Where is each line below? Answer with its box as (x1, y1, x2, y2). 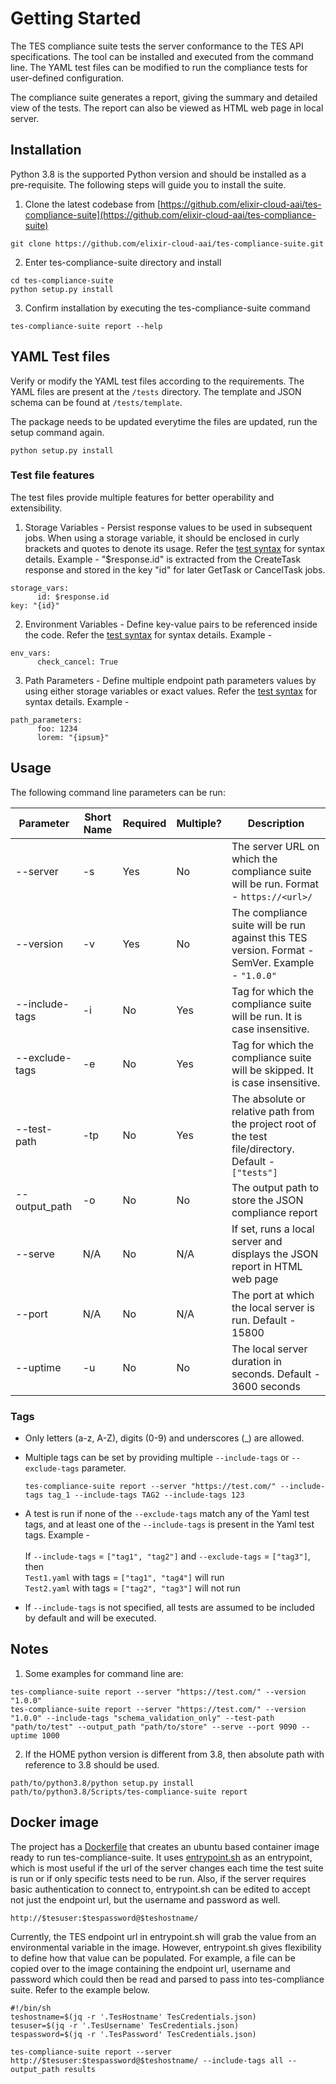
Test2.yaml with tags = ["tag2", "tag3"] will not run (24, 1582, 241, 1594)
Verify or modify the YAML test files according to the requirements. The (10, 375, 305, 387)
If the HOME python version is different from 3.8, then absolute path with (24, 1748, 325, 1760)
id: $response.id (36, 592, 110, 602)
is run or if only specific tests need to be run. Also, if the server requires (10, 1872, 307, 1884)
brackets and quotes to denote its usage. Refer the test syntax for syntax (24, 542, 326, 554)
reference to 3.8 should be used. (24, 1758, 160, 1771)
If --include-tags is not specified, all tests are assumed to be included (24, 1601, 315, 1613)
